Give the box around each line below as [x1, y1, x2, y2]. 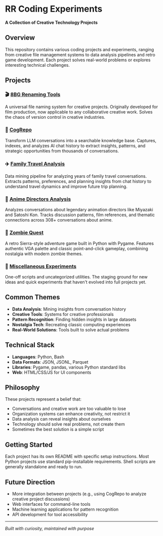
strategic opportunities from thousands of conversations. [5, 148, 119, 154]
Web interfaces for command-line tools [12, 501, 91, 507]
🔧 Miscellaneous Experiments [5, 263, 77, 270]
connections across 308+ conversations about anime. [5, 217, 113, 223]
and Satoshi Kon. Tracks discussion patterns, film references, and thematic [5, 212, 155, 218]
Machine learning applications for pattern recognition [12, 506, 119, 512]
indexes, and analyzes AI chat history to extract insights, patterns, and [5, 143, 146, 148]
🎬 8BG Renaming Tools [5, 91, 61, 98]
